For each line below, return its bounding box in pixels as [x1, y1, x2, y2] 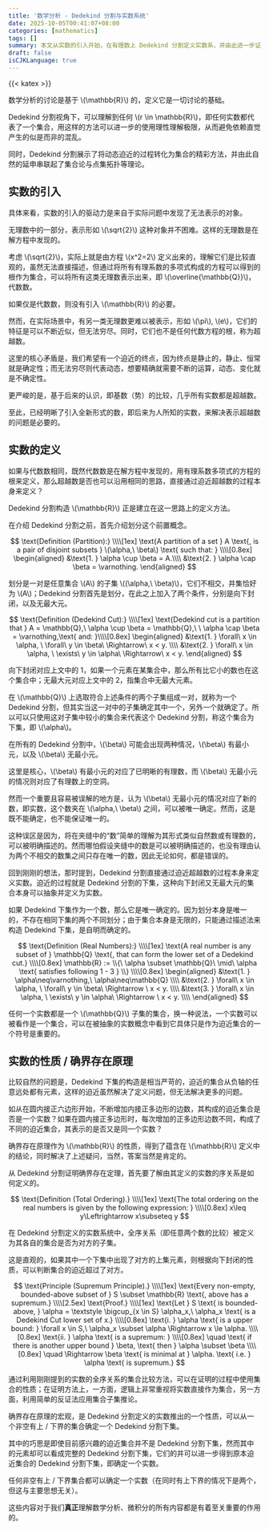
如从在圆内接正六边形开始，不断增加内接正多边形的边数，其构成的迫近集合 [8, 1104, 254, 1114]
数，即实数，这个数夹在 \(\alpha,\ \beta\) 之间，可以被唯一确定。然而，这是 [8, 803, 256, 813]
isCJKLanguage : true [8, 57, 78, 65]
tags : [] [8, 34, 38, 43]
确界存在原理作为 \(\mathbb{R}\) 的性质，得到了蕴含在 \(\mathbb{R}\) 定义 [8, 1141, 254, 1151]
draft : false [8, 49, 52, 57]
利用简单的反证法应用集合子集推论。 [22, 1394, 142, 1404]
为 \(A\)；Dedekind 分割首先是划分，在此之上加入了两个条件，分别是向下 [8, 588, 248, 598]
